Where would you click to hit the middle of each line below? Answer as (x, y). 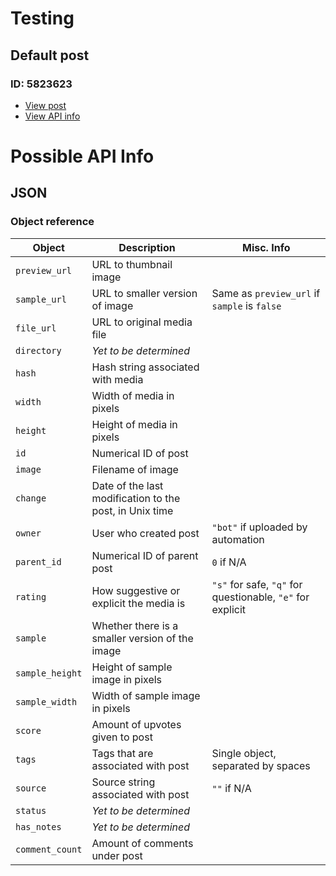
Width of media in (133, 395)
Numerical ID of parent (145, 555)
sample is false (246, 305)
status (31, 810)
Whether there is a (135, 625)
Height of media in (134, 424)
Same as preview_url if (266, 293)
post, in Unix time (132, 510)
